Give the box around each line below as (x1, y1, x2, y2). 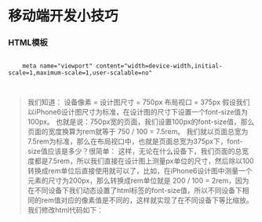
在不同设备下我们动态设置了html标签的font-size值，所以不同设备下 (27, 186, 242, 195)
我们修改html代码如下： (27, 206, 104, 215)
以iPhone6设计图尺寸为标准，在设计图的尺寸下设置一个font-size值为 (27, 107, 249, 117)
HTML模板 (8, 37, 49, 48)
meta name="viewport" (22, 62, 93, 71)
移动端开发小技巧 (8, 7, 119, 25)
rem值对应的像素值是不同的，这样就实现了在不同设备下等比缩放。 (41, 195, 253, 205)
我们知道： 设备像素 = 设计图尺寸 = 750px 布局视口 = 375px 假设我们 (27, 97, 250, 107)
